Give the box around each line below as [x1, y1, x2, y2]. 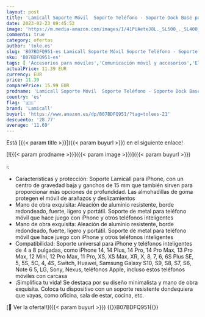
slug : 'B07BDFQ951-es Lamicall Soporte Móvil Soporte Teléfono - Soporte [6, 49, 198, 55]
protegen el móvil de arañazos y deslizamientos [15, 194, 135, 202]
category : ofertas [6, 37, 53, 43]
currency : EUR [6, 71, 43, 77]
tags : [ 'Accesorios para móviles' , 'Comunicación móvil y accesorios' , [6, 60, 192, 66]
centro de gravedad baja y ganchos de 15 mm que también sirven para [15, 182, 193, 189]
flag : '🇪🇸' [6, 99, 37, 105]
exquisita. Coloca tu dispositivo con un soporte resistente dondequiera [15, 285, 193, 293]
